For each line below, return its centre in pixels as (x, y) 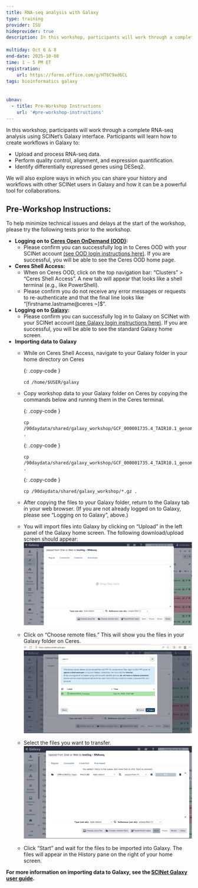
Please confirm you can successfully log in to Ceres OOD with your (105, 247)
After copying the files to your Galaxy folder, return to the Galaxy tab (106, 502)
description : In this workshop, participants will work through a (89, 38)
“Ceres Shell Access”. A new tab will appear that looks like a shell (103, 279)
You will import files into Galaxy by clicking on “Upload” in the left (103, 527)
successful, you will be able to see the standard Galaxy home (98, 329)
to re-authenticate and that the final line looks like (84, 298)
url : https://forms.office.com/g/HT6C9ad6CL (72, 75)
